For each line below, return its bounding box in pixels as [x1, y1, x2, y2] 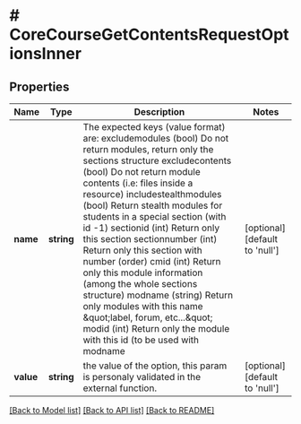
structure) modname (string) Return [82, 289, 234, 301]
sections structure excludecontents [82, 154, 232, 167]
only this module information [82, 266, 203, 279]
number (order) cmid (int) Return [82, 255, 221, 267]
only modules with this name [82, 300, 203, 312]
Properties [9, 79, 70, 94]
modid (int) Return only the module [82, 323, 230, 334]
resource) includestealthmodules [82, 188, 222, 200]
